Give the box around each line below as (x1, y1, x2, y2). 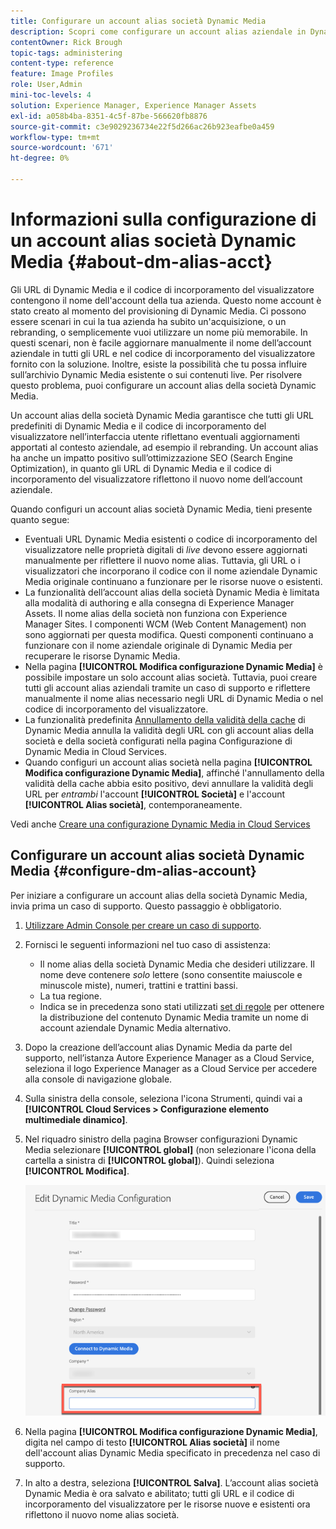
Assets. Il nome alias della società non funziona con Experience (24, 607, 288, 619)
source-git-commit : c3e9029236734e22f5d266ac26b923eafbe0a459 (10, 121, 275, 132)
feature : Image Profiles (10, 69, 114, 79)
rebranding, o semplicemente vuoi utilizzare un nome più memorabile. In (10, 326, 308, 338)
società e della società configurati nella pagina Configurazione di (24, 735, 293, 747)
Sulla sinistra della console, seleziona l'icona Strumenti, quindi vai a (24, 1092, 303, 1104)
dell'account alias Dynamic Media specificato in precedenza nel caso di (24, 1446, 321, 1459)
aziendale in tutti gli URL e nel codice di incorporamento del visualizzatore (10, 347, 316, 359)
